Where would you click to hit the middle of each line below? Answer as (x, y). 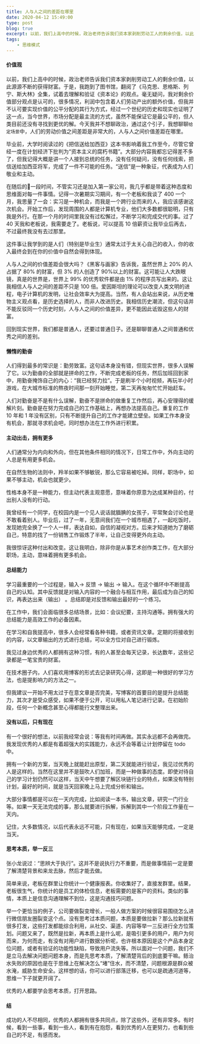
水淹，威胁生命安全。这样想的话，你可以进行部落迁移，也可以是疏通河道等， (100, 971)
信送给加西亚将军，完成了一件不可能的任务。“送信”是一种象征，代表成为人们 (100, 166)
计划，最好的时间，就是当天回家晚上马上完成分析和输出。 (76, 786)
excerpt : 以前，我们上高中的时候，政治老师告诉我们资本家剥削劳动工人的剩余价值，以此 (100, 34)
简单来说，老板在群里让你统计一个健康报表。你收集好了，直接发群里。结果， (100, 884)
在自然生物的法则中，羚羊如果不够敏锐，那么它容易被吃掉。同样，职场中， (97, 472)
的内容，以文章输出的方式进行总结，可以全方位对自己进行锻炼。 (84, 640)
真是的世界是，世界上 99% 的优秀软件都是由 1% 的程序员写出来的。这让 (104, 279)
